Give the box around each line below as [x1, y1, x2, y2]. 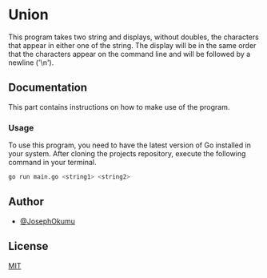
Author [8, 195, 44, 209]
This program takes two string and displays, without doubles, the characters [8, 32, 260, 42]
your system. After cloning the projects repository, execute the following [8, 149, 246, 159]
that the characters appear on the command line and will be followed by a [8, 49, 251, 58]
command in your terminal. [8, 158, 97, 167]
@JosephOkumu [19, 216, 76, 226]
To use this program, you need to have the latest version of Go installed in [8, 140, 252, 150]
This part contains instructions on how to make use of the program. [8, 102, 230, 111]
